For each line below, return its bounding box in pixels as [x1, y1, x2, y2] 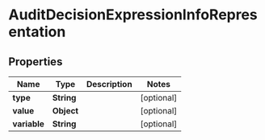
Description [86, 79, 132, 89]
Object [52, 105, 79, 116]
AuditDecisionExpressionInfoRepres [8, 6, 259, 24]
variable [12, 118, 44, 130]
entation [8, 23, 66, 41]
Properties [8, 55, 63, 68]
